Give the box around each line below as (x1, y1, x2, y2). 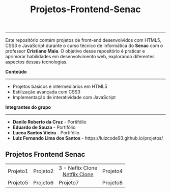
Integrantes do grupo (5, 104, 51, 110)
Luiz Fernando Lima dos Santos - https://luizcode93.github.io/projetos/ (12, 135, 163, 141)
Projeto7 (58, 179, 79, 186)
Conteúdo (5, 69, 27, 75)
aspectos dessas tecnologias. (5, 59, 68, 65)
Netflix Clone (62, 171, 94, 178)
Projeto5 (8, 179, 28, 186)
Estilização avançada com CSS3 (12, 89, 80, 95)
